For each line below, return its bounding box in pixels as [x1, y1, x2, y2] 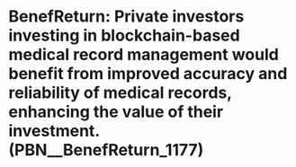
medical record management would [8, 45, 280, 65]
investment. [8, 121, 100, 141]
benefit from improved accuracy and [8, 64, 288, 84]
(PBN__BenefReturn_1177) [8, 140, 204, 161]
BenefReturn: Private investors [8, 6, 245, 27]
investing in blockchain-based [8, 25, 240, 46]
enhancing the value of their [8, 101, 224, 122]
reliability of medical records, [8, 83, 232, 103]
